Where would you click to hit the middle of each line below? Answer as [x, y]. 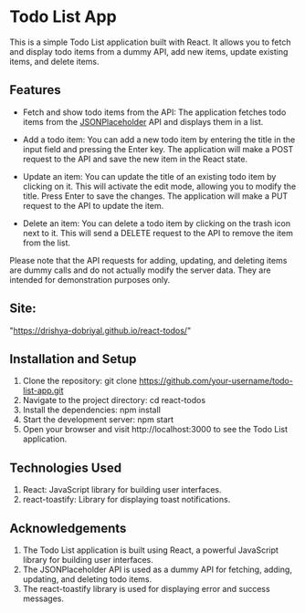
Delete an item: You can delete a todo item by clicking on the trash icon [156, 223]
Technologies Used [65, 468]
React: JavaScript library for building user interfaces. [122, 490]
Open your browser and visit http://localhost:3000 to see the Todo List [155, 430]
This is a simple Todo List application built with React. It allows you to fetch [150, 42]
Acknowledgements [68, 528]
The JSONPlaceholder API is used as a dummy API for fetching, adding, [157, 569]
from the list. [47, 243]
